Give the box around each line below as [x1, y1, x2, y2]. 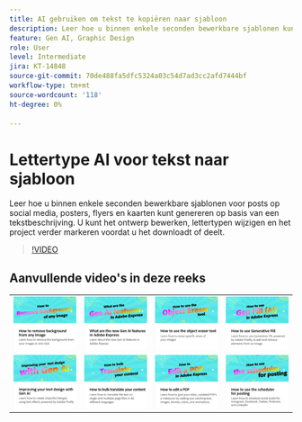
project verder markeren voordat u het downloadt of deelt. [9, 227, 226, 238]
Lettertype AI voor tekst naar [9, 149, 229, 170]
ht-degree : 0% [9, 100, 63, 109]
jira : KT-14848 [9, 62, 67, 71]
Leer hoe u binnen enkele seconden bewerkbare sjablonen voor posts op [9, 198, 280, 209]
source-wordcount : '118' [9, 90, 102, 99]
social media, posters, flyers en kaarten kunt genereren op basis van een [9, 208, 280, 219]
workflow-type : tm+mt [9, 81, 91, 90]
